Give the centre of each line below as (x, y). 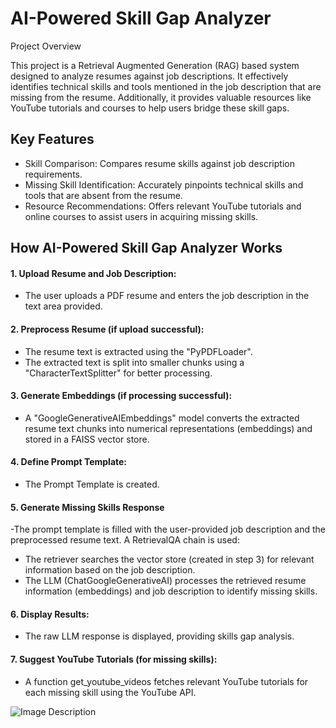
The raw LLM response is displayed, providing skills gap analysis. (159, 636)
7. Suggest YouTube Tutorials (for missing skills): (114, 659)
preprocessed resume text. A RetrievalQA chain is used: (125, 540)
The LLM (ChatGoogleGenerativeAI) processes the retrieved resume (165, 581)
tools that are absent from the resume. (103, 195)
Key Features (52, 139)
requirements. (53, 174)
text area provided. (63, 306)
